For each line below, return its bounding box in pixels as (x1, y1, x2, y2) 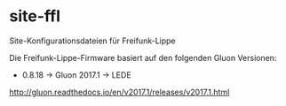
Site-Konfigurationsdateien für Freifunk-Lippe (9, 35, 176, 46)
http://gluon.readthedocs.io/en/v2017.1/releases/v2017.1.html (9, 87, 230, 97)
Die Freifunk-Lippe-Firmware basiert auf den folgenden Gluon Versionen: (9, 52, 277, 63)
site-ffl (9, 6, 60, 26)
